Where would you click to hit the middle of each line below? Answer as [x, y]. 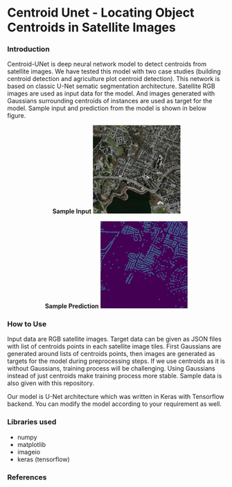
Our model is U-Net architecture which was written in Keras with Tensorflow [116, 397]
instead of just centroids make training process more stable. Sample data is [115, 376]
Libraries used [32, 422]
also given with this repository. [51, 383]
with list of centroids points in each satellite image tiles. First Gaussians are [114, 346]
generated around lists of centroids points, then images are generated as [111, 354]
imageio [28, 452]
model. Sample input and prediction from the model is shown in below [107, 108]
